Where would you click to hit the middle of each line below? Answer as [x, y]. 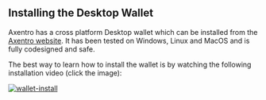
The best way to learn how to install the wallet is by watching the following [130, 64]
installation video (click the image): [65, 73]
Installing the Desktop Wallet [81, 13]
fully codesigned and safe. [52, 49]
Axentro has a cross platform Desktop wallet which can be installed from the [133, 32]
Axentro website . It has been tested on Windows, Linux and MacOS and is [129, 40]
